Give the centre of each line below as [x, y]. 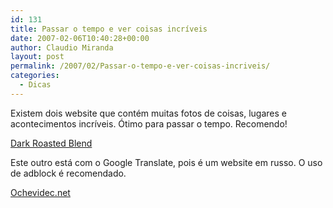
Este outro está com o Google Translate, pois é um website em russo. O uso [166, 162]
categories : [35, 76]
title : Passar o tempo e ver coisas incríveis [109, 29]
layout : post [37, 57]
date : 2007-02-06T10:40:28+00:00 [80, 38]
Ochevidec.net [40, 192]
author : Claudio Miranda [62, 47]
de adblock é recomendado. [68, 173]
